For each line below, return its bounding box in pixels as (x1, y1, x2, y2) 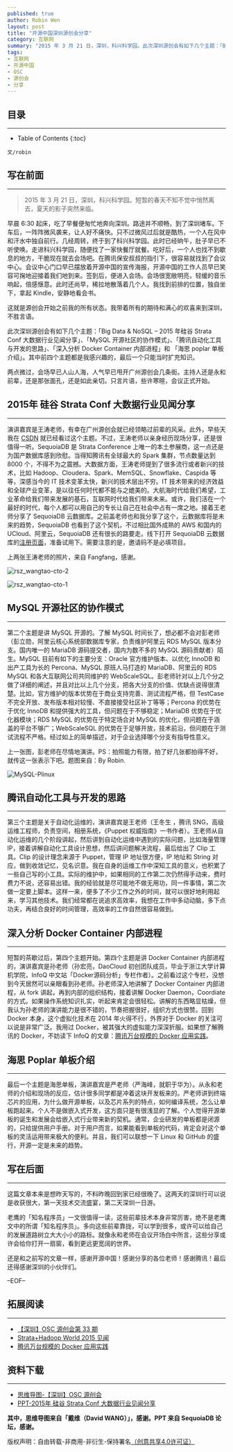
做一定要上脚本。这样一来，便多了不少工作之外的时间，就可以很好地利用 (7, 888, 214, 896)
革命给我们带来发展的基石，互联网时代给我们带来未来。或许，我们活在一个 (12, 494, 226, 503)
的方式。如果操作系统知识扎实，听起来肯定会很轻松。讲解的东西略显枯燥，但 (7, 997, 226, 1005)
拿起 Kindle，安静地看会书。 (19, 288, 101, 297)
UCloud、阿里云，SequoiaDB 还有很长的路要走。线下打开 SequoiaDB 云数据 (7, 529, 225, 537)
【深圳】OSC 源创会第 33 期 (17, 1325, 98, 1333)
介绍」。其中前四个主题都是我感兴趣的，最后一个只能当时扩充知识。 (7, 352, 199, 361)
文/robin (7, 149, 31, 156)
